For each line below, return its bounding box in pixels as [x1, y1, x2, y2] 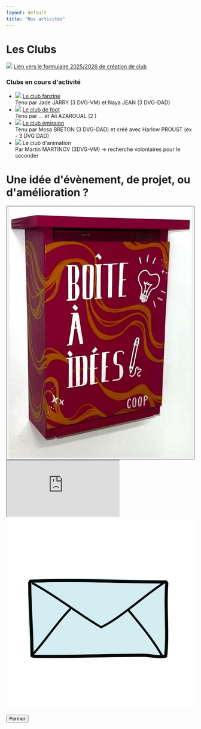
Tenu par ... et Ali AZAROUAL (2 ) [14, 112, 97, 119]
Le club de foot [22, 105, 60, 113]
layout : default [6, 10, 47, 16]
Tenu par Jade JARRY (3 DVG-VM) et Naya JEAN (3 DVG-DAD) [14, 99, 170, 106]
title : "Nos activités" [6, 16, 66, 22]
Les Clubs [6, 43, 57, 56]
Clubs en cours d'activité [6, 78, 81, 86]
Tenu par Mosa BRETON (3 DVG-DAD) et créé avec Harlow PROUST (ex [14, 126, 193, 133]
